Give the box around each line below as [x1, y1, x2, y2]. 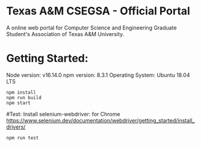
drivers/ [6, 123, 26, 130]
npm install [6, 89, 36, 96]
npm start [6, 100, 31, 106]
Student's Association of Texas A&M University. [6, 30, 125, 37]
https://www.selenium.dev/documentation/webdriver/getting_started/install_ [6, 117, 195, 124]
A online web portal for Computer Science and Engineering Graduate [6, 24, 177, 31]
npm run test [6, 135, 39, 141]
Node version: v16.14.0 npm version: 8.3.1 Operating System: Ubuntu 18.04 [6, 71, 190, 79]
